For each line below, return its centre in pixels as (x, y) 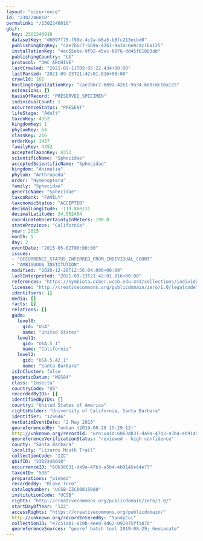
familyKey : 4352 (32, 147)
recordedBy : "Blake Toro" (44, 484)
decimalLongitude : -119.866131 (51, 209)
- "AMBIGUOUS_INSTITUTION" (46, 265)
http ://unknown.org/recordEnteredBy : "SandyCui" (74, 517)
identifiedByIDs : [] (37, 400)
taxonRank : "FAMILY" (37, 197)
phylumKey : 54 (29, 130)
